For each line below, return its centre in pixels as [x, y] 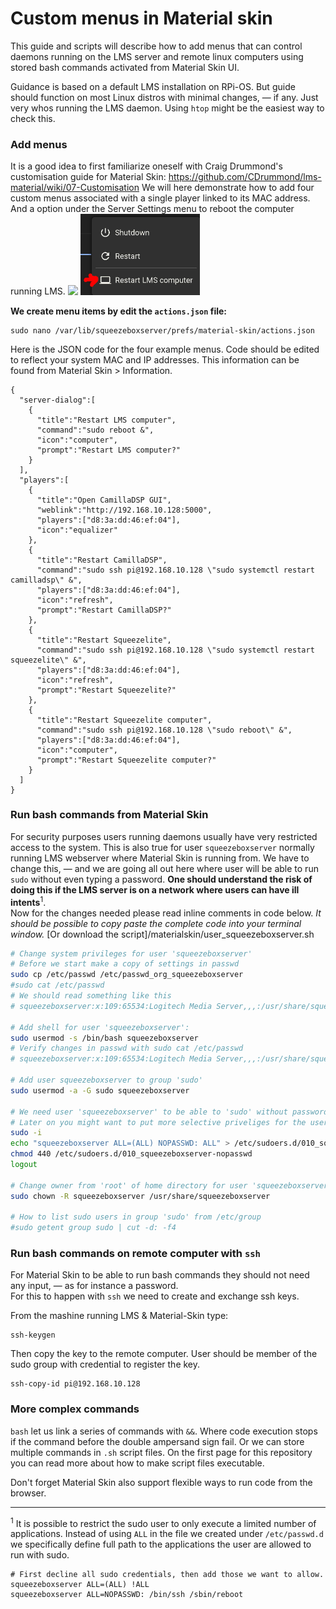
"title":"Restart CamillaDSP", [102, 560]
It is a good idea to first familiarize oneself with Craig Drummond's [146, 166]
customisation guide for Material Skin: [88, 177]
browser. [28, 1493]
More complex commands [75, 1409]
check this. [33, 118]
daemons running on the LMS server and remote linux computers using [157, 56]
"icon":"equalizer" [77, 530]
